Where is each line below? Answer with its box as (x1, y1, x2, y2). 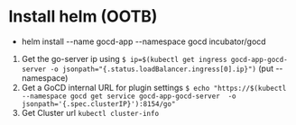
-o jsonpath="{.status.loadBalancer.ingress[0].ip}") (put (50, 63, 274, 74)
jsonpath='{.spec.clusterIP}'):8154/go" (21, 99, 176, 109)
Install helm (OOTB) (8, 6, 158, 27)
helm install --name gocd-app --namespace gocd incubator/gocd (21, 36, 267, 47)
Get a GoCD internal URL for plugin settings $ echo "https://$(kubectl (21, 82, 287, 93)
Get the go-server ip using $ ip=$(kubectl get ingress (21, 53, 227, 64)
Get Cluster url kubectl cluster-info (21, 107, 160, 118)
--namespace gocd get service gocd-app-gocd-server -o (21, 92, 236, 101)
